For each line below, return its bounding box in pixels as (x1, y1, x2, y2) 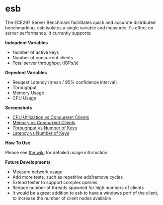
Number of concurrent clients (12, 54, 73, 60)
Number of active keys (12, 49, 59, 55)
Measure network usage (12, 169, 63, 175)
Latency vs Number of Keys (12, 130, 70, 136)
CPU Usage (12, 95, 36, 101)
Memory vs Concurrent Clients (12, 119, 76, 125)
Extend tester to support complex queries (12, 179, 98, 185)
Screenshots (5, 104, 32, 110)
